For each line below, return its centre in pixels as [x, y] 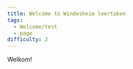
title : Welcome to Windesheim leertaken [67, 14]
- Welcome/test [36, 26]
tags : [15, 20]
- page [23, 33]
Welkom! [20, 59]
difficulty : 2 [28, 40]
